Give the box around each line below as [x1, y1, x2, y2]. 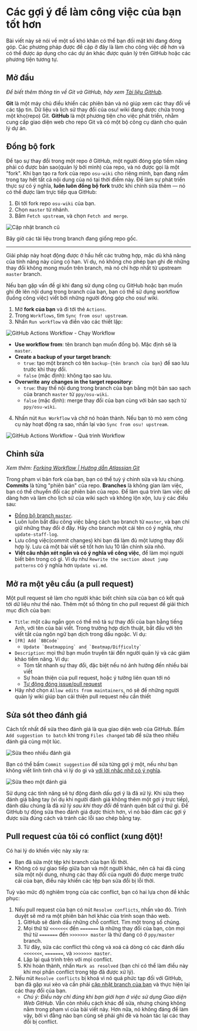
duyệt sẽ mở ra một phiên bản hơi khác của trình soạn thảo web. [14, 912, 171, 919]
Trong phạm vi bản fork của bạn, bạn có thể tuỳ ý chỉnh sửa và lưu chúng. [6, 476, 185, 483]
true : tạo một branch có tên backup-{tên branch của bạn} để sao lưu [23, 359, 189, 366]
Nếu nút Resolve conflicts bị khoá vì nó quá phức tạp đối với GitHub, [14, 974, 183, 981]
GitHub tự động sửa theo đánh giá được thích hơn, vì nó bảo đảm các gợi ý [6, 808, 186, 815]
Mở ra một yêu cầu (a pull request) [6, 579, 134, 588]
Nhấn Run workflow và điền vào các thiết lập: [14, 318, 123, 325]
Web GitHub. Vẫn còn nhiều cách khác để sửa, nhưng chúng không [23, 999, 186, 1006]
